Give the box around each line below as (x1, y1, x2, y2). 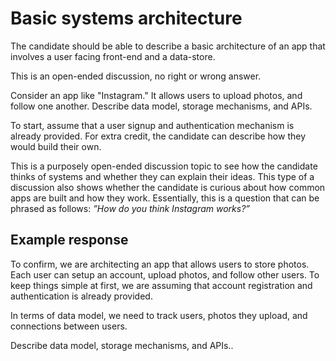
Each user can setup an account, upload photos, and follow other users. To (10, 268, 320, 281)
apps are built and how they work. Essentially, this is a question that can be (10, 192, 320, 204)
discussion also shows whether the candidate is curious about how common (10, 181, 326, 193)
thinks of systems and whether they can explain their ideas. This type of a (10, 170, 315, 182)
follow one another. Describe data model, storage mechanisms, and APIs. (10, 100, 313, 112)
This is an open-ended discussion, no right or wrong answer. (10, 70, 262, 82)
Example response (10, 232, 129, 249)
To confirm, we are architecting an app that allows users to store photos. (10, 258, 310, 270)
